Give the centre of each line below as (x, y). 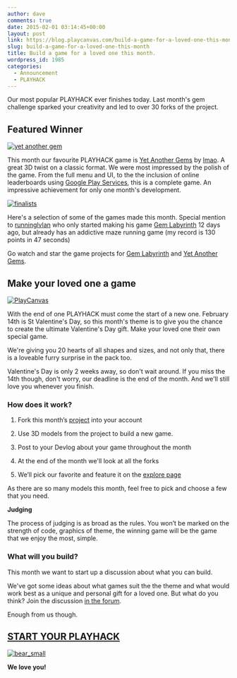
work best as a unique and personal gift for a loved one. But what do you (113, 593)
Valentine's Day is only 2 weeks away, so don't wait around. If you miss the (116, 371)
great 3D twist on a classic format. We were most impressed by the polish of (118, 167)
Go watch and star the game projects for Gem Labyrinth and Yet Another (113, 254)
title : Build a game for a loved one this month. (82, 54)
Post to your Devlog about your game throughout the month (104, 447)
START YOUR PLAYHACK (63, 636)
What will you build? (43, 557)
